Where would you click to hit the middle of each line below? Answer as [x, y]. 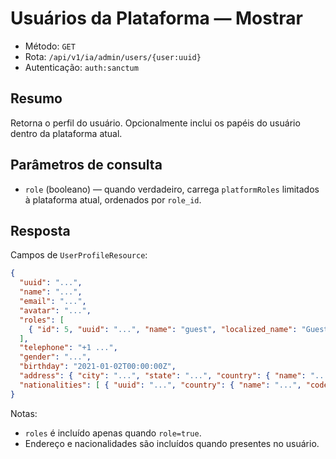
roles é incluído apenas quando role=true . [113, 433]
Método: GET [50, 46]
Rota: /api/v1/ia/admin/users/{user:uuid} [113, 56]
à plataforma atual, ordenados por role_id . [113, 199]
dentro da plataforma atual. [66, 133]
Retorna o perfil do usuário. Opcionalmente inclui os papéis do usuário [155, 123]
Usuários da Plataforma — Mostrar [156, 18]
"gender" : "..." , [55, 357]
